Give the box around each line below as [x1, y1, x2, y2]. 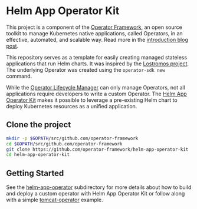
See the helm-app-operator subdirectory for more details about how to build [6, 184, 192, 191]
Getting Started [6, 168, 64, 178]
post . [6, 42, 19, 49]
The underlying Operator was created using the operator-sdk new [6, 66, 165, 73]
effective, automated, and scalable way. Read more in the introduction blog [6, 36, 189, 43]
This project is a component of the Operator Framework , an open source [6, 24, 183, 31]
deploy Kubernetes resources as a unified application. [6, 102, 137, 110]
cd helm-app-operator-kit [6, 152, 70, 158]
